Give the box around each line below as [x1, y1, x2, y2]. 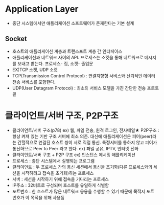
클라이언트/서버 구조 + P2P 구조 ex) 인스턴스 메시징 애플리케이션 [12, 152, 136, 158]
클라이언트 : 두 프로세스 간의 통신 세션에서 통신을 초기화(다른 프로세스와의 [12, 164, 153, 170]
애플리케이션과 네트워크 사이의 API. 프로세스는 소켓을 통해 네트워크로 [12, 54, 143, 60]
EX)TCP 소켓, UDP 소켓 [12, 67, 58, 72]
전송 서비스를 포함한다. [12, 79, 56, 85]
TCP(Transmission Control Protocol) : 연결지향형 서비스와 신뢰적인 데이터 [12, 72, 156, 79]
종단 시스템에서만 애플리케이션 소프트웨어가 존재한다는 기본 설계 [12, 20, 134, 26]
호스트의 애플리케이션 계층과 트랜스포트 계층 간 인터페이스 [12, 48, 122, 54]
